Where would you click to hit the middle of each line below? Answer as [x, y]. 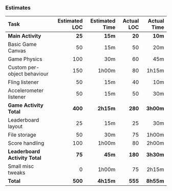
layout [15, 126]
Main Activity [25, 36]
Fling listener [24, 82]
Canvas [17, 51]
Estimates [18, 8]
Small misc [21, 166]
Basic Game [22, 44]
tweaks [17, 173]
